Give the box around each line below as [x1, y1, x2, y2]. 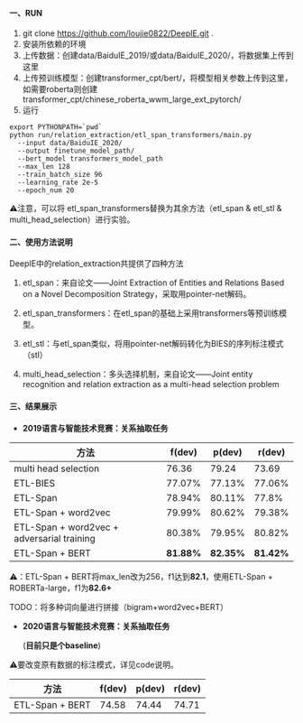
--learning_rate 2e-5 [17, 178, 99, 188]
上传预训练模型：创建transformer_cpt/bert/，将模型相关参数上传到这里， [22, 72, 293, 84]
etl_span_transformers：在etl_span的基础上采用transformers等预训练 [22, 308, 280, 319]
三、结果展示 [9, 401, 57, 412]
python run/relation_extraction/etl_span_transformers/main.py [9, 131, 252, 140]
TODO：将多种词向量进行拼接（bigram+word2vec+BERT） [9, 601, 228, 612]
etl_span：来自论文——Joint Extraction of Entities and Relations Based [22, 277, 285, 288]
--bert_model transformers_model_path [17, 154, 164, 163]
